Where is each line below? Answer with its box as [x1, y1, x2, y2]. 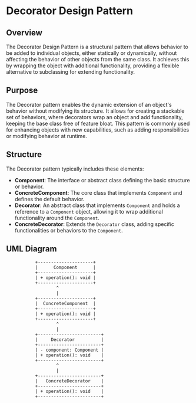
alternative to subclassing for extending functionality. [6, 68, 135, 75]
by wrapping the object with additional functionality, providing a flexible [6, 62, 180, 69]
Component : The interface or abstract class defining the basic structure [14, 176, 190, 184]
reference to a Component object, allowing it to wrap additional [14, 208, 164, 215]
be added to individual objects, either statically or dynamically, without [6, 50, 177, 57]
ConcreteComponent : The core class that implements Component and [14, 189, 182, 196]
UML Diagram [6, 244, 57, 254]
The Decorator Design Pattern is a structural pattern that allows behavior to [6, 43, 188, 50]
